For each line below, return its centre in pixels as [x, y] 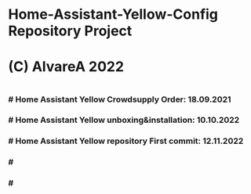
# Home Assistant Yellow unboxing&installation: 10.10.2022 [124, 120]
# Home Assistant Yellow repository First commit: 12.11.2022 [126, 141]
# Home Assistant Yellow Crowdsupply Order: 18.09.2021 [120, 99]
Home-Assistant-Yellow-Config [113, 14]
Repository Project [70, 31]
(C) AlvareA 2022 [66, 67]
